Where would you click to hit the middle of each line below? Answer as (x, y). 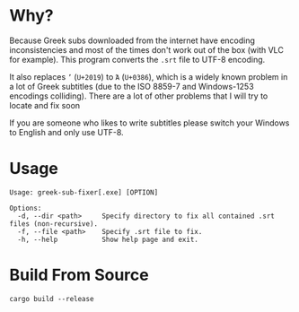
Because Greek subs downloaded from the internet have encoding (132, 40)
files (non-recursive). (54, 224)
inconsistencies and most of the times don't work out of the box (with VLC (147, 49)
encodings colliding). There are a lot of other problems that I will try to (139, 96)
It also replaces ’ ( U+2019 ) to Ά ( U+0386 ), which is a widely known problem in (149, 76)
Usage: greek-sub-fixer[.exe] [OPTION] (84, 192)
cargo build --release (52, 299)
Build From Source (79, 275)
